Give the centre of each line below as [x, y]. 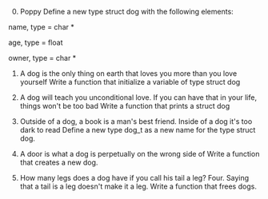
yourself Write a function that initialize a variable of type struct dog [130, 82]
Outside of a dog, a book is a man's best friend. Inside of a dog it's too [136, 121]
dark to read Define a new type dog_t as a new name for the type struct [138, 130]
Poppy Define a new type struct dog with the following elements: [126, 12]
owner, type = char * [42, 58]
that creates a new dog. [59, 162]
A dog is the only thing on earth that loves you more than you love [128, 74]
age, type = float [36, 42]
